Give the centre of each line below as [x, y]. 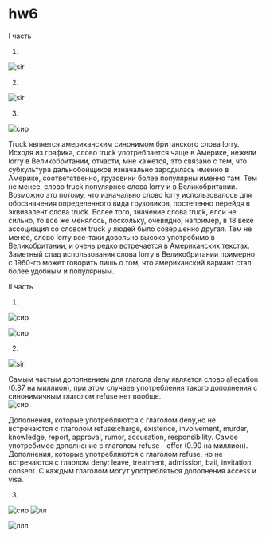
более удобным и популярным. [61, 271]
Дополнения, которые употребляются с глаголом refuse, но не [115, 454]
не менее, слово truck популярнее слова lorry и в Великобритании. [123, 186]
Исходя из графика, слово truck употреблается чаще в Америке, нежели [133, 152]
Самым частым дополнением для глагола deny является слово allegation [133, 379]
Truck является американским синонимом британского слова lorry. [124, 143]
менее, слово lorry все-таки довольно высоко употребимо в [111, 237]
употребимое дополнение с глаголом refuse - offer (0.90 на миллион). [128, 445]
